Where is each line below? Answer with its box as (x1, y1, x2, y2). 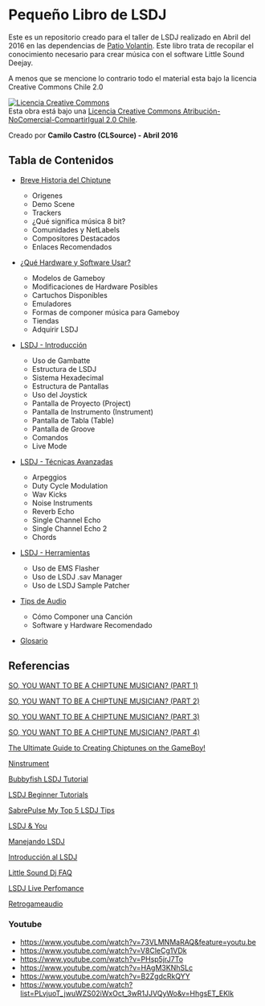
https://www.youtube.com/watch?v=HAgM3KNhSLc (19, 963, 194, 972)
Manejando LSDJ (8, 836, 66, 846)
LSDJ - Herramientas (19, 547, 91, 557)
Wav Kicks (31, 489, 67, 499)
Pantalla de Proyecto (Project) (31, 398, 131, 408)
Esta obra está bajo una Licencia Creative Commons (8, 106, 182, 116)
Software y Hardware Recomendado (31, 620, 153, 629)
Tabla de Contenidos (8, 154, 114, 167)
